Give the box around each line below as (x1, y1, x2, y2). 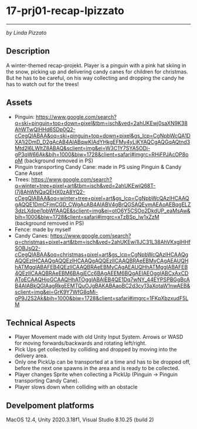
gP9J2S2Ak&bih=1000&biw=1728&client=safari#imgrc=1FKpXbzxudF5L (14, 294, 189, 301)
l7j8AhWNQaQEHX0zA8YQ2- (14, 188, 86, 195)
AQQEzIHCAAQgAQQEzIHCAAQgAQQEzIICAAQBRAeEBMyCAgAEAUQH (14, 257, 189, 264)
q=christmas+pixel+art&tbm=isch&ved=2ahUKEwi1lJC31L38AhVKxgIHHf (14, 238, 191, 245)
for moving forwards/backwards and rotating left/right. (14, 340, 147, 347)
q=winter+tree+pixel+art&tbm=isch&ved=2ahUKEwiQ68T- (14, 182, 156, 189)
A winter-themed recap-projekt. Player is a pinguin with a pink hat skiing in (6, 62, 186, 69)
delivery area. (14, 352, 48, 360)
